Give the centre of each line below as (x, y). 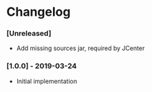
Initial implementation (47, 81)
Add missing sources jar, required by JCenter (80, 48)
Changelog (39, 12)
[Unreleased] (29, 34)
